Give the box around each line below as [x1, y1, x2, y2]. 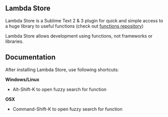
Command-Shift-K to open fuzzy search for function [12, 106, 123, 112]
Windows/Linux [5, 76, 40, 82]
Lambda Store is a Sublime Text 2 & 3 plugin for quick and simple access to [5, 17, 163, 23]
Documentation [5, 53, 56, 62]
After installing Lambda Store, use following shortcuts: [5, 66, 119, 73]
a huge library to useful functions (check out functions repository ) [5, 23, 144, 29]
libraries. [5, 38, 24, 44]
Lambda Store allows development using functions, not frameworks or [5, 33, 153, 39]
